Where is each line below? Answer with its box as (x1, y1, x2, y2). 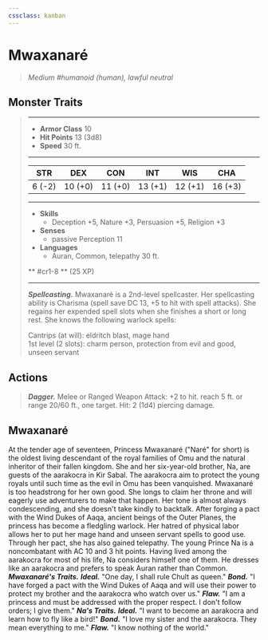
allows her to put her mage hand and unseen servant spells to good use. (8, 530, 246, 539)
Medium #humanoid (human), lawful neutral (27, 73, 174, 82)
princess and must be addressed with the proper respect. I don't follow (8, 598, 242, 606)
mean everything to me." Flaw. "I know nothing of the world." (8, 623, 210, 632)
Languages (39, 243, 78, 252)
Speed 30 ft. (39, 141, 81, 151)
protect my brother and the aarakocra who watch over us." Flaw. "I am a (8, 589, 246, 599)
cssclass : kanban (8, 11, 66, 20)
